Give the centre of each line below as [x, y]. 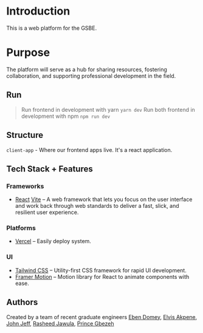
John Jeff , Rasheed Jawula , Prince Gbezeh [60, 323]
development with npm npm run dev [66, 116]
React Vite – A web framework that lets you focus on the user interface [104, 199]
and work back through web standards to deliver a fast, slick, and [97, 206]
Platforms [21, 228]
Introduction [38, 11]
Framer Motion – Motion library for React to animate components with [102, 276]
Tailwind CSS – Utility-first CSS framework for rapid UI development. [101, 270]
